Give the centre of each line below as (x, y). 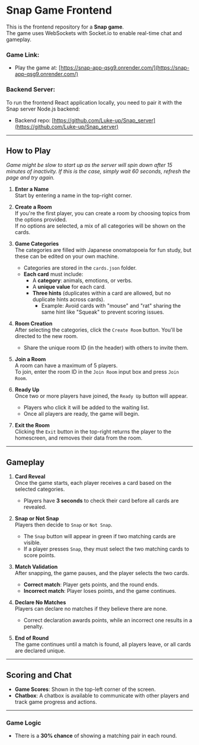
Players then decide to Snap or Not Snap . (63, 525)
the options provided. (41, 220)
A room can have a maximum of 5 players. (66, 365)
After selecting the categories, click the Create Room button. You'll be (99, 330)
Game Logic (24, 722)
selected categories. (40, 489)
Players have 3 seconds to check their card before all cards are (101, 501)
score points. (40, 555)
